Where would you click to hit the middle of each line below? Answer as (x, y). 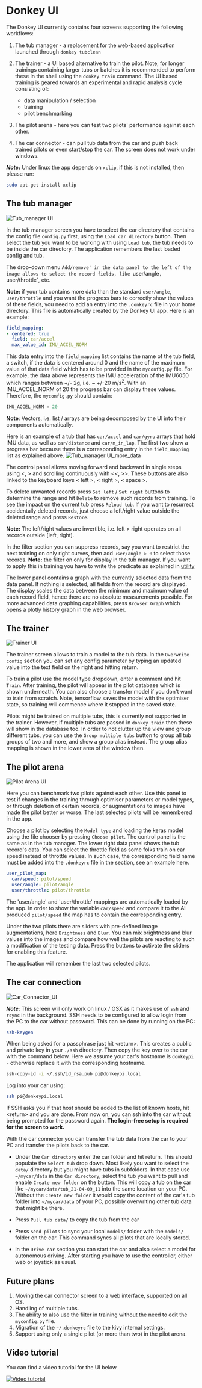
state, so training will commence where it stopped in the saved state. (91, 705)
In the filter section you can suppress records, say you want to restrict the (98, 547)
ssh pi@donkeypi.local (35, 1097)
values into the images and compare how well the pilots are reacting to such (100, 939)
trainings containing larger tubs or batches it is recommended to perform (105, 69)
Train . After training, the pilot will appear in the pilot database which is (93, 685)
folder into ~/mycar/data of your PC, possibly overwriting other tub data (103, 1201)
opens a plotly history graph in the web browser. (66, 609)
